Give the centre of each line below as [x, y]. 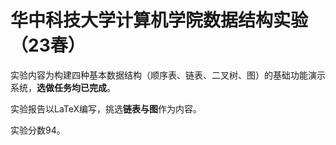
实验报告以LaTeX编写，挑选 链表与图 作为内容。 [106, 108]
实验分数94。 [38, 130]
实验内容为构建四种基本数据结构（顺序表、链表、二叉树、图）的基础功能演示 [168, 75]
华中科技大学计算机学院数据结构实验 [159, 20]
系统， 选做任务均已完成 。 [63, 87]
